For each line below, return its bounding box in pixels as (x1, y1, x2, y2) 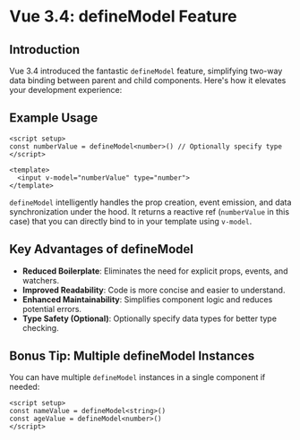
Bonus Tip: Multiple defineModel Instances (9, 349, 255, 364)
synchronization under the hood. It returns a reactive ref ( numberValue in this (9, 206, 289, 216)
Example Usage (9, 110, 99, 126)
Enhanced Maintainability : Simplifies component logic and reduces (21, 293, 273, 305)
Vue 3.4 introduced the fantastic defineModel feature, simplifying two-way (9, 65, 283, 76)
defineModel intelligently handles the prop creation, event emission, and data (9, 197, 292, 207)
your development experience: (9, 85, 123, 95)
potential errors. (21, 303, 82, 314)
